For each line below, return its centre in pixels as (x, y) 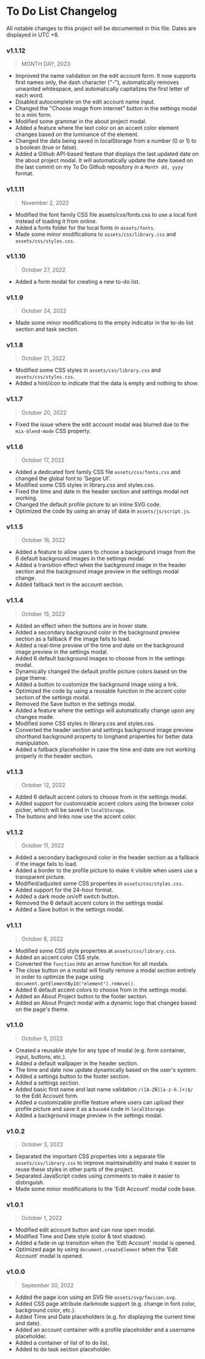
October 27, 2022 (43, 269)
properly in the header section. (54, 756)
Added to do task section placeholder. (63, 1349)
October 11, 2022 (43, 846)
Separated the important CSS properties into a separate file (90, 1156)
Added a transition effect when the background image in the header (101, 565)
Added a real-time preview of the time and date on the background (99, 645)
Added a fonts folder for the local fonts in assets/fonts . (85, 227)
